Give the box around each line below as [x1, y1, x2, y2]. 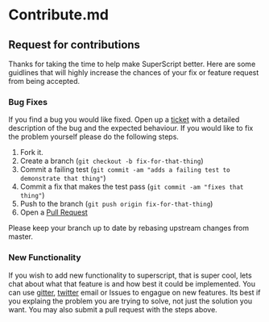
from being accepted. [8, 77, 81, 86]
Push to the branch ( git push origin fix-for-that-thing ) [19, 199, 213, 209]
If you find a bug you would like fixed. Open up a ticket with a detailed [8, 115, 240, 124]
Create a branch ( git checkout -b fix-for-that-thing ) [19, 156, 204, 166]
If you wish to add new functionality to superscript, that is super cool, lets [8, 270, 252, 280]
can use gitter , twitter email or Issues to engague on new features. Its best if [8, 287, 261, 297]
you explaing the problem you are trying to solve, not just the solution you [8, 296, 253, 306]
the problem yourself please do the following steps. [8, 132, 180, 142]
